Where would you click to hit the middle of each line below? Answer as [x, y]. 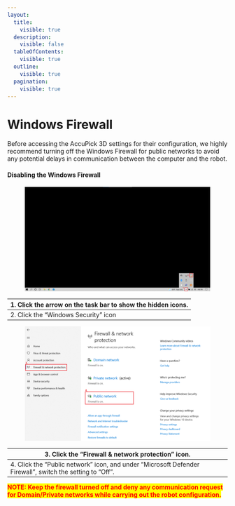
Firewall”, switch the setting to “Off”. [62, 472]
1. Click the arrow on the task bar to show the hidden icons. [99, 305]
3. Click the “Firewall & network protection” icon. [117, 454]
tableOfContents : [39, 52]
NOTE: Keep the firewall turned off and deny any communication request [115, 487]
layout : [19, 15]
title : [23, 22]
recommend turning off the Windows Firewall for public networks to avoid [113, 152]
